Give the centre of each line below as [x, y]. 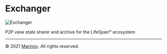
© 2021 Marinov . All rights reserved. [42, 46]
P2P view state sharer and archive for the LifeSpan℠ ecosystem [70, 32]
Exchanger [28, 9]
